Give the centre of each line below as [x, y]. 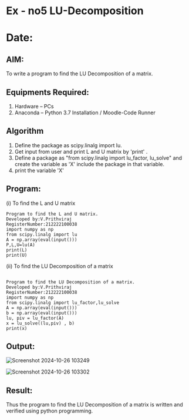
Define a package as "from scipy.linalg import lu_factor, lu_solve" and [98, 158]
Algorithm [25, 131]
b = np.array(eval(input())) [42, 313]
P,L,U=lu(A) [21, 245]
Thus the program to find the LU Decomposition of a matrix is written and [95, 405]
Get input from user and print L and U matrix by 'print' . [81, 151]
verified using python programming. [50, 411]
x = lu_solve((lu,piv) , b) [41, 323]
